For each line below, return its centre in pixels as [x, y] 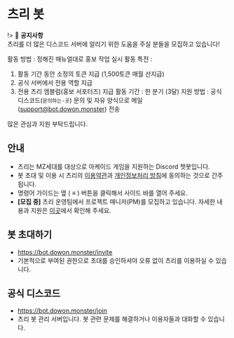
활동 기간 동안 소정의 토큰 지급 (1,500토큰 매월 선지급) [91, 74]
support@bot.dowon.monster [62, 109]
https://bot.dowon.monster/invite [65, 252]
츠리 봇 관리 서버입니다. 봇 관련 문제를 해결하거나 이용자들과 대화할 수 [112, 319]
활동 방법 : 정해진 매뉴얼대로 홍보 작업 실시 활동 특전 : [80, 59]
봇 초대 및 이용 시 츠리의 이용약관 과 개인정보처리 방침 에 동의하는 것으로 [113, 175]
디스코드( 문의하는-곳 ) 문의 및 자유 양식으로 [74, 100]
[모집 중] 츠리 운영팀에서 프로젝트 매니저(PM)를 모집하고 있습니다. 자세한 [116, 202]
